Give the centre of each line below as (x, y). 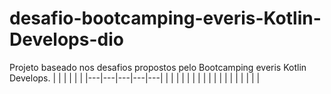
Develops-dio (66, 39)
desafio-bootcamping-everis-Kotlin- (165, 18)
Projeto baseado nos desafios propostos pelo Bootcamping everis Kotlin (158, 67)
